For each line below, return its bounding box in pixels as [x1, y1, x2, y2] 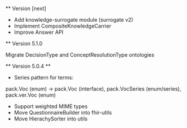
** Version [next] [5, 5, 46, 12]
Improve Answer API [13, 29, 64, 36]
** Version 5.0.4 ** [5, 63, 51, 70]
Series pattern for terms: [13, 74, 74, 81]
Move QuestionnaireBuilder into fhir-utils [13, 109, 112, 116]
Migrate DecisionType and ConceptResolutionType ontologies [5, 51, 155, 58]
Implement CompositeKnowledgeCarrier [13, 23, 112, 29]
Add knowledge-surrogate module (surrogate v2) [13, 16, 134, 23]
